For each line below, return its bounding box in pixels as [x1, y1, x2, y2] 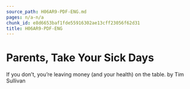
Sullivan [6, 77, 26, 84]
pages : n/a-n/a [6, 14, 44, 20]
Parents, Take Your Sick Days [6, 51, 154, 65]
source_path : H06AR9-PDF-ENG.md [6, 8, 87, 15]
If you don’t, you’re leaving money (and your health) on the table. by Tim [6, 71, 184, 78]
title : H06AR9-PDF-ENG [6, 25, 63, 32]
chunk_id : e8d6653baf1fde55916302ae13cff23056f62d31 [6, 20, 140, 26]
